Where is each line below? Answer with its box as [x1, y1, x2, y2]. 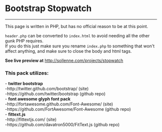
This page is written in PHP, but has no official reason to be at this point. [5, 23, 148, 29]
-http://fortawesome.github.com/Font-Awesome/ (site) [5, 101, 113, 107]
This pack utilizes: [5, 70, 49, 76]
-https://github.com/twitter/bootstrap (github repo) [5, 91, 106, 97]
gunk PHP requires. [5, 38, 44, 44]
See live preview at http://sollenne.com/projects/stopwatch [5, 58, 123, 63]
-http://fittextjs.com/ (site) [5, 117, 57, 122]
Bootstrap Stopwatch [5, 3, 92, 14]
